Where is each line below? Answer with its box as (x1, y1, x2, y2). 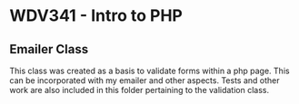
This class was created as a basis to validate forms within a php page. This (9, 65, 290, 76)
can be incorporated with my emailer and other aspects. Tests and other (9, 75, 280, 86)
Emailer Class (9, 42, 89, 57)
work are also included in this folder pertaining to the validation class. (9, 85, 270, 95)
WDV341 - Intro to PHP (9, 5, 184, 26)
